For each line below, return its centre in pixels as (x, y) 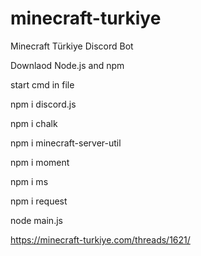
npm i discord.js (43, 104)
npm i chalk (34, 123)
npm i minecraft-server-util (66, 143)
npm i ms (29, 181)
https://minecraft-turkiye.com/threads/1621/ (100, 239)
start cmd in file (42, 84)
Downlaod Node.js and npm (67, 65)
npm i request (39, 201)
